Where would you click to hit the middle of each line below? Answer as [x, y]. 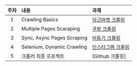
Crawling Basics [40, 20]
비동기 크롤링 [106, 38]
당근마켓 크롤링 [108, 20]
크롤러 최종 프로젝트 [43, 56]
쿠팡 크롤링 [104, 29]
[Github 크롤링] [109, 56]
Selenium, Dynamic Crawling [54, 47]
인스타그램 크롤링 [111, 47]
